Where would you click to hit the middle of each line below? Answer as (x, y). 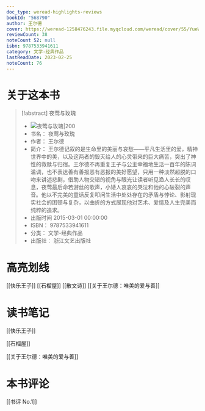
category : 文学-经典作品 (35, 52)
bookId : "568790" (28, 18)
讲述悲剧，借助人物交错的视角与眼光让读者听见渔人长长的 (113, 180)
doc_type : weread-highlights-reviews (54, 12)
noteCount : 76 (24, 63)
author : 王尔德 (24, 23)
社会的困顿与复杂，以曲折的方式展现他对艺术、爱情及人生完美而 (116, 203)
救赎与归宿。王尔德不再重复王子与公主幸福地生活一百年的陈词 (119, 164)
